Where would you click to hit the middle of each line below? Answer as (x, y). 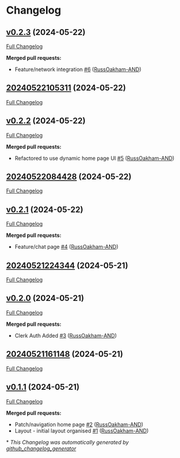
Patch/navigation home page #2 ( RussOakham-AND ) (79, 424)
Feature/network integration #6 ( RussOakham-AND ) (78, 69)
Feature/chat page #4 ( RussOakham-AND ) (66, 247)
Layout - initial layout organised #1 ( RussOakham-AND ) (81, 431)
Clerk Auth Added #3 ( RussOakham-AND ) (66, 335)
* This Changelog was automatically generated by (68, 442)
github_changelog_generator (41, 449)
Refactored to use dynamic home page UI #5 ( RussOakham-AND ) (94, 158)
